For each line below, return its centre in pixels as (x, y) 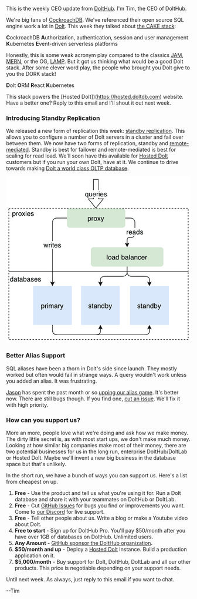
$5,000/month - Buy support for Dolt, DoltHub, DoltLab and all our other (103, 561)
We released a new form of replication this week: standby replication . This (96, 131)
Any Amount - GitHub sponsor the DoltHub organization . (84, 543)
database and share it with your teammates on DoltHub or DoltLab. (95, 499)
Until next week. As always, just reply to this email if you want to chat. (90, 579)
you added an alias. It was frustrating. (52, 381)
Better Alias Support (36, 356)
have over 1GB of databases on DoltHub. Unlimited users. (84, 537)
